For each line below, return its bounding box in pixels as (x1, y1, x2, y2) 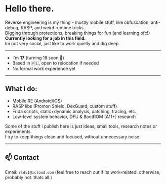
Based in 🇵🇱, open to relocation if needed (12, 60, 99, 66)
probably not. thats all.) (5, 174, 52, 180)
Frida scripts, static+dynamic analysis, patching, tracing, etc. (12, 108, 137, 114)
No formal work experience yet (12, 65, 76, 71)
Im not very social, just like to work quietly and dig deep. (5, 40, 120, 46)
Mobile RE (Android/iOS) (12, 98, 62, 104)
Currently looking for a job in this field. (5, 35, 86, 41)
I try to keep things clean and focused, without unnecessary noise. (5, 133, 141, 139)
